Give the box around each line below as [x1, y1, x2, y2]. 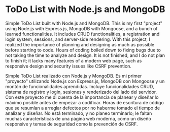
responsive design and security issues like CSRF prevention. [5, 63, 132, 69]
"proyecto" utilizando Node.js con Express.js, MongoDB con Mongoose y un [5, 78, 165, 84]
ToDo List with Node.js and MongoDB [5, 4, 165, 15]
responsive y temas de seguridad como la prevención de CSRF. [5, 121, 138, 127]
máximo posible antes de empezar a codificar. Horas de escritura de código [5, 99, 164, 105]
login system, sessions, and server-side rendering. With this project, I [5, 36, 151, 42]
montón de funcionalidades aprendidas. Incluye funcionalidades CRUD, [5, 83, 154, 89]
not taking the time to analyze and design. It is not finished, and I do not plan [5, 52, 165, 58]
